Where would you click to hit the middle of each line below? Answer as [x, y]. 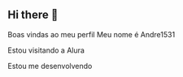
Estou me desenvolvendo [50, 66]
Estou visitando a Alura [46, 50]
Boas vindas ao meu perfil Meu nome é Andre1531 [91, 34]
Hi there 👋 [33, 15]
